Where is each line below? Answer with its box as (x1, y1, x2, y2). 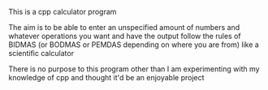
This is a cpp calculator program (8, 7, 117, 16)
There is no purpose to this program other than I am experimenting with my (8, 64, 260, 74)
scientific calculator (8, 49, 75, 58)
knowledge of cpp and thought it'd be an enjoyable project (8, 73, 205, 82)
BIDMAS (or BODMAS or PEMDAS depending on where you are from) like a (8, 40, 260, 49)
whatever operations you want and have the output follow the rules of (8, 32, 241, 41)
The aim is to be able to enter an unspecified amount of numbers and (8, 23, 240, 32)
